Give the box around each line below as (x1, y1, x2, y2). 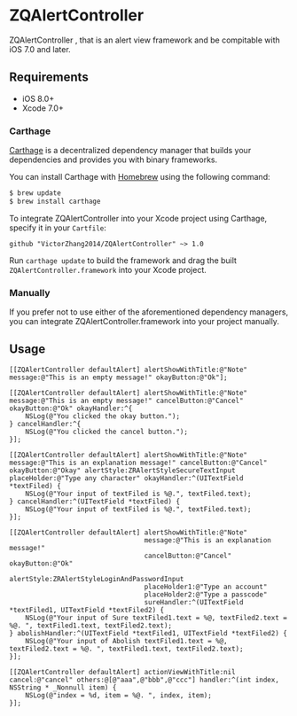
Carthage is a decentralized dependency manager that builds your (9, 145, 252, 156)
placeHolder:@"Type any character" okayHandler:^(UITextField (9, 473, 244, 483)
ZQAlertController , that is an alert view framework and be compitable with (9, 35, 281, 45)
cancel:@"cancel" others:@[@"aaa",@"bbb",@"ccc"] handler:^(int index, (9, 675, 279, 684)
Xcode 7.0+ (21, 103, 64, 113)
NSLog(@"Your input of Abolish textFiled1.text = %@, (25, 636, 228, 645)
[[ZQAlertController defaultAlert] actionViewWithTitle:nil (9, 667, 237, 676)
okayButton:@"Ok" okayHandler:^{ (9, 404, 133, 413)
